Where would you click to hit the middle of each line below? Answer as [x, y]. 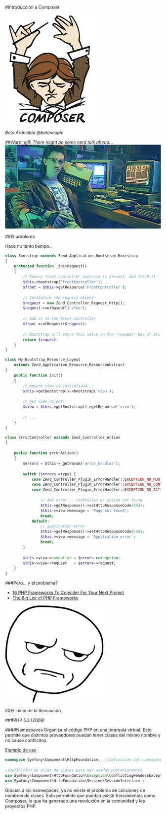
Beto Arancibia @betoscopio [34, 133]
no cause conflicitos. [26, 740]
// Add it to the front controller [60, 319]
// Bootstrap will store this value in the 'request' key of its [92, 334]
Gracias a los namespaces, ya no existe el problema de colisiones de [75, 790]
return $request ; [41, 340]
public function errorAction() [46, 453]
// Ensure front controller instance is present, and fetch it [89, 277]
